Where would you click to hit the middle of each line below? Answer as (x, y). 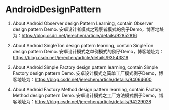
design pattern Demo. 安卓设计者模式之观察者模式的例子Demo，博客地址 (88, 29)
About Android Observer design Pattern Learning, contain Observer (83, 23)
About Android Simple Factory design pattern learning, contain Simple (85, 67)
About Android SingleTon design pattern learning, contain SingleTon (83, 45)
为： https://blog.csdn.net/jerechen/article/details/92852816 (75, 35)
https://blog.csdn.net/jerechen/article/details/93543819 (70, 57)
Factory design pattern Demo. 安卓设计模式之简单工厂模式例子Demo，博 (88, 73)
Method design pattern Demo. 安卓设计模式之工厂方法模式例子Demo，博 (88, 95)
